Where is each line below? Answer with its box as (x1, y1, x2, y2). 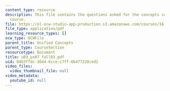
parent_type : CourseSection (5, 45, 65, 50)
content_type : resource (5, 7, 56, 13)
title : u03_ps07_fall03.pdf (5, 54, 65, 60)
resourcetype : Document (5, 50, 56, 55)
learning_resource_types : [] (5, 31, 67, 36)
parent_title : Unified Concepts (5, 40, 73, 45)
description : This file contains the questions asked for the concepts (5, 12, 159, 17)
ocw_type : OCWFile (5, 36, 44, 41)
